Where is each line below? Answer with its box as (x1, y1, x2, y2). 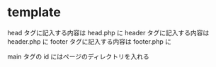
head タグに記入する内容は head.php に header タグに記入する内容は (7, 28, 210, 37)
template (7, 4, 62, 20)
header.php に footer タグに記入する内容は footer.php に (7, 37, 172, 46)
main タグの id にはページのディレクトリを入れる (7, 52, 150, 61)
